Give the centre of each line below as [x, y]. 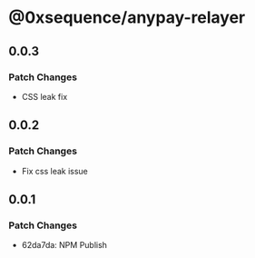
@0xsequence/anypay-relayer [127, 18]
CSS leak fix [44, 96]
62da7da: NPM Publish [64, 245]
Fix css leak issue [54, 171]
